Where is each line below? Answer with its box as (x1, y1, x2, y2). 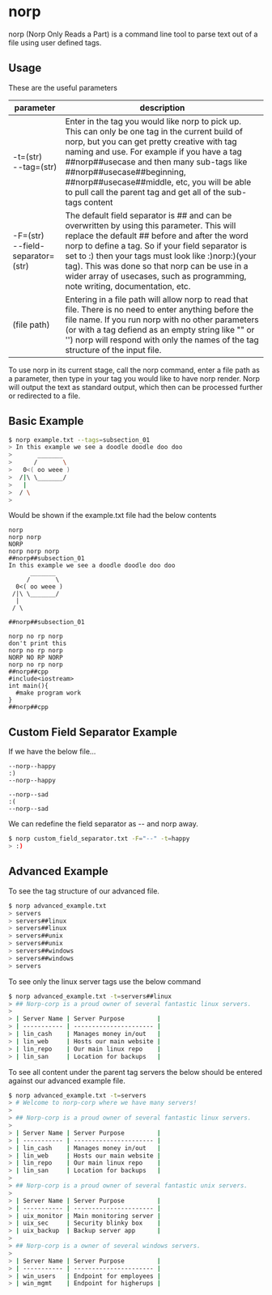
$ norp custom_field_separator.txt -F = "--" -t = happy (8, 834, 190, 843)
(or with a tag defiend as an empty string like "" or (65, 324, 255, 335)
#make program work (15, 689, 82, 698)
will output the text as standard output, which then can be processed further (8, 382, 263, 392)
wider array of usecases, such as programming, (65, 270, 247, 282)
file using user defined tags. (8, 37, 102, 47)
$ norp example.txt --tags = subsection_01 (8, 435, 151, 444)
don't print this (8, 639, 67, 647)
